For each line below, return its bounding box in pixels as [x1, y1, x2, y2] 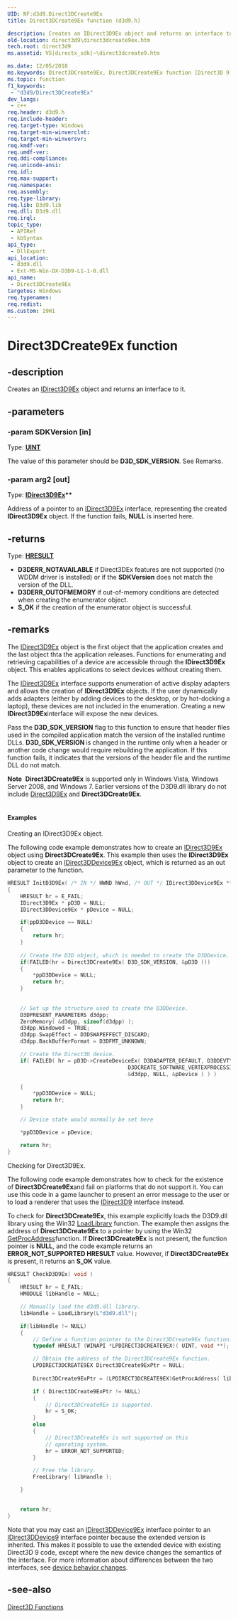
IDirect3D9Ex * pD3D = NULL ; [20, 899, 106, 907]
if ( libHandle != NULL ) [20, 1322, 87, 1330]
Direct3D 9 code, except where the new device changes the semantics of [7, 1548, 222, 1556]
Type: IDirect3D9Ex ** [7, 491, 73, 499]
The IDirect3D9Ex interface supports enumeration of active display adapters [7, 678, 230, 687]
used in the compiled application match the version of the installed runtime [7, 730, 225, 739]
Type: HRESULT [7, 552, 55, 560]
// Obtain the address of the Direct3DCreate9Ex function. [33, 1356, 211, 1363]
